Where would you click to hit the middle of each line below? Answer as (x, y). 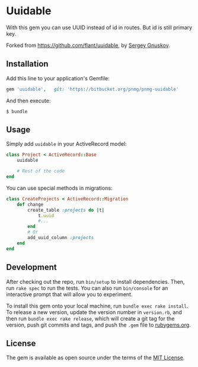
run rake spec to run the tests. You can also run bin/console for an (87, 288)
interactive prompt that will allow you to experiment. (69, 294)
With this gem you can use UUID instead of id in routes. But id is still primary (99, 27)
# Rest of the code (41, 171)
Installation (27, 64)
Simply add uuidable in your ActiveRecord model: (66, 144)
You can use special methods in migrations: (59, 188)
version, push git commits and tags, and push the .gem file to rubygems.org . (99, 325)
